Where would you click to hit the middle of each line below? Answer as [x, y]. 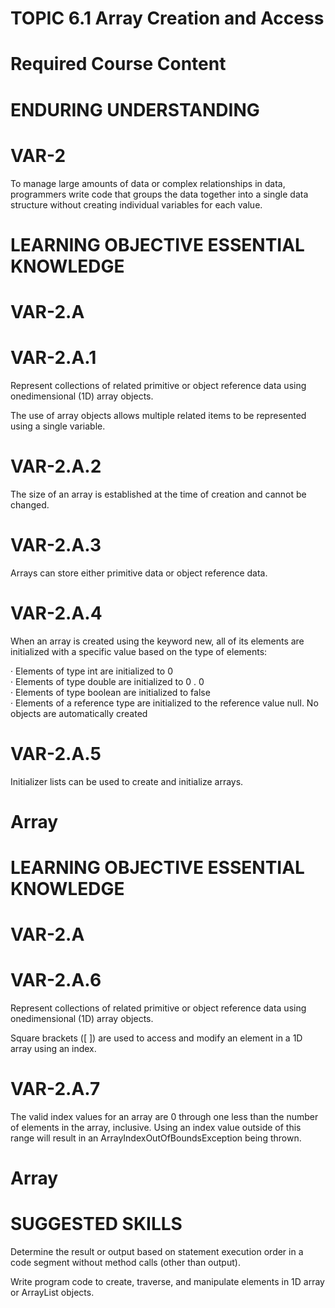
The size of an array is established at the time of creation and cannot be [158, 494]
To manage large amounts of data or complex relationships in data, [148, 183]
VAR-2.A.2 [56, 466]
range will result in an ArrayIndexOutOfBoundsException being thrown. [156, 1138]
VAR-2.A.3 [56, 544]
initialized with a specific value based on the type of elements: [139, 651]
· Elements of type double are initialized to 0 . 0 [107, 681]
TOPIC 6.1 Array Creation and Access [167, 18]
